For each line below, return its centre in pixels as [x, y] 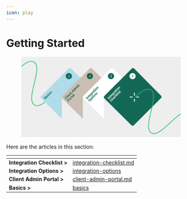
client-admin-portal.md [102, 179]
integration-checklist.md [103, 162]
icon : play [20, 13]
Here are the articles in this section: [50, 147]
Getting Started [46, 43]
